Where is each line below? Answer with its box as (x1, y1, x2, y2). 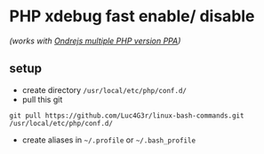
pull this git (21, 94, 63, 104)
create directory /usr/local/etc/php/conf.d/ (21, 84, 187, 95)
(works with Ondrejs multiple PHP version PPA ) (9, 35, 181, 46)
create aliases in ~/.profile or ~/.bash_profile (21, 135, 196, 145)
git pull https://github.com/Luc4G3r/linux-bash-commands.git (9, 111, 244, 120)
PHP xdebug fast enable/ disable (9, 6, 255, 27)
